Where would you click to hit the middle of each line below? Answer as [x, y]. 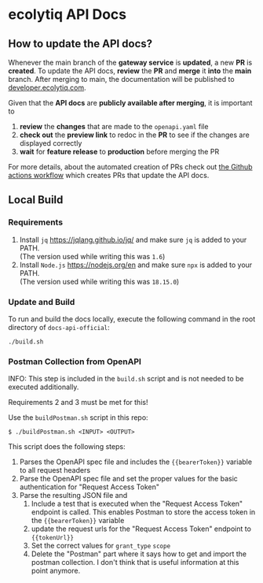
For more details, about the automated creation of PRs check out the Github [130, 167]
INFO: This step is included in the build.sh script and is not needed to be [126, 379]
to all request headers [55, 470]
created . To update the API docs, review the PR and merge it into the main [130, 71]
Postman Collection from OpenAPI [75, 362]
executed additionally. [44, 387]
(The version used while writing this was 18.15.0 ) [99, 281]
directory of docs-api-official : [59, 327]
